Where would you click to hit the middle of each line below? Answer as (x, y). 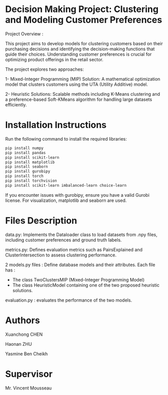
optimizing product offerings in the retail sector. (54, 59)
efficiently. (16, 104)
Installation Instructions (56, 125)
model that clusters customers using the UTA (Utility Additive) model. (76, 84)
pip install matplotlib (30, 162)
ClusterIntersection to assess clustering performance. (61, 255)
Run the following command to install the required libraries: (66, 139)
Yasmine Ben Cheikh (27, 354)
